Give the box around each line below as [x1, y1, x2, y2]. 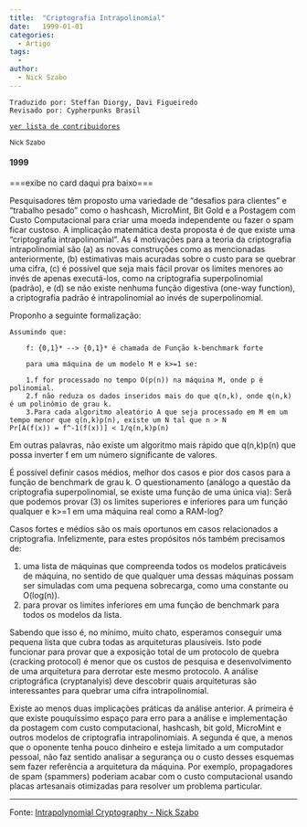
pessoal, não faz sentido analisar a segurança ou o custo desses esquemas [9, 751, 295, 762]
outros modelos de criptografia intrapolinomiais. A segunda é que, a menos [9, 732, 293, 743]
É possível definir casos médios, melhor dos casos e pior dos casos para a [9, 467, 291, 478]
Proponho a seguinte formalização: [9, 310, 142, 321]
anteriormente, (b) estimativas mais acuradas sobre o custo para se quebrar [9, 253, 297, 264]
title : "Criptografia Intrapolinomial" [9, 13, 166, 23]
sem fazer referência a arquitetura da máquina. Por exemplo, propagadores [9, 760, 293, 772]
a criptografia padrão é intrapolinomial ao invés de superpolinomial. [9, 292, 264, 302]
